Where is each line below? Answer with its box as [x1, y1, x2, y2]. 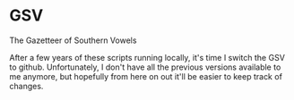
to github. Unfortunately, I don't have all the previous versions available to [9, 62, 281, 72]
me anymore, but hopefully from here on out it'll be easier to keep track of [9, 71, 282, 81]
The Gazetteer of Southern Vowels [9, 35, 137, 46]
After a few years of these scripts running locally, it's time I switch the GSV [9, 52, 285, 62]
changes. [9, 80, 44, 91]
